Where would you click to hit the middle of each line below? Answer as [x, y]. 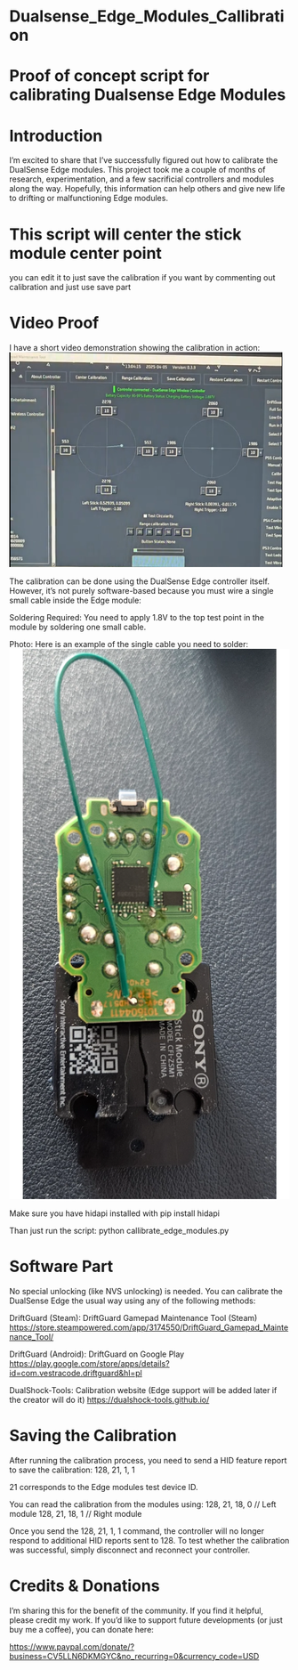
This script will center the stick [125, 234]
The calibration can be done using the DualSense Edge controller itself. [139, 581]
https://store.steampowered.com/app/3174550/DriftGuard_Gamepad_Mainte [149, 1327]
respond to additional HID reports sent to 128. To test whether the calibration [149, 1540]
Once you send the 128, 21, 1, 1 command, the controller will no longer [137, 1531]
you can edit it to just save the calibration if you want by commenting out [142, 278]
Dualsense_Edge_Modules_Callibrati [147, 16]
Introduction [56, 136]
